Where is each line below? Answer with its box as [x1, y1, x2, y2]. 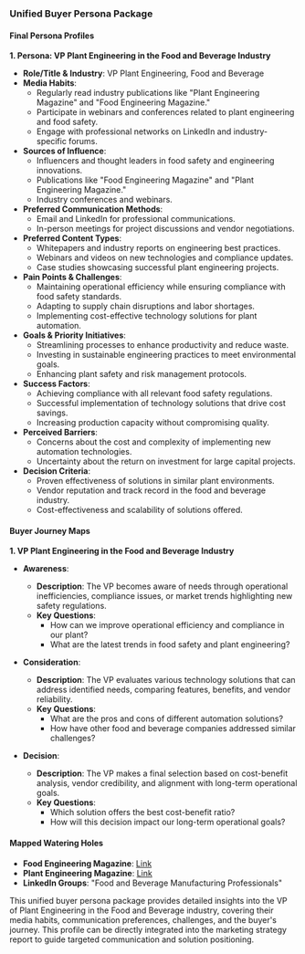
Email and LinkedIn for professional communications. [36, 214, 236, 225]
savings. [36, 407, 68, 418]
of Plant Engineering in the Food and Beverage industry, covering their [9, 905, 274, 916]
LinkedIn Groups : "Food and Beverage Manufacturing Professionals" [22, 877, 283, 888]
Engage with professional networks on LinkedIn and [36, 126, 232, 137]
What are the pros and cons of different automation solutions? [49, 713, 284, 724]
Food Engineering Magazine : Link [22, 857, 152, 869]
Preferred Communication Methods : [22, 204, 163, 215]
